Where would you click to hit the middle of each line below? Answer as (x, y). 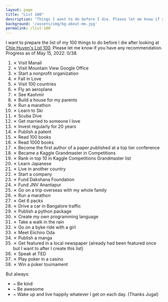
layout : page (19, 10)
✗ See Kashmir (28, 95)
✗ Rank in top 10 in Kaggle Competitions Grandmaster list (72, 158)
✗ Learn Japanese (32, 164)
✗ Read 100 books (32, 137)
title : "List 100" (25, 14)
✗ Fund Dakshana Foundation (43, 180)
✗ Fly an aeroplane (33, 89)
